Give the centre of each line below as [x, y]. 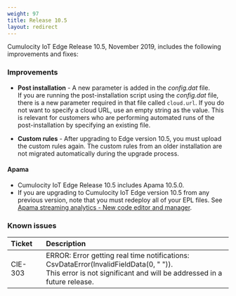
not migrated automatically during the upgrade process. [98, 153]
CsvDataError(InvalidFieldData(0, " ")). [109, 264]
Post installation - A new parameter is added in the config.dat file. [114, 88]
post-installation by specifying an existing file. [84, 125]
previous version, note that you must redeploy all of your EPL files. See [120, 200]
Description [66, 244]
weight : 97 [23, 14]
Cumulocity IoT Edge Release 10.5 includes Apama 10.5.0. [101, 185]
